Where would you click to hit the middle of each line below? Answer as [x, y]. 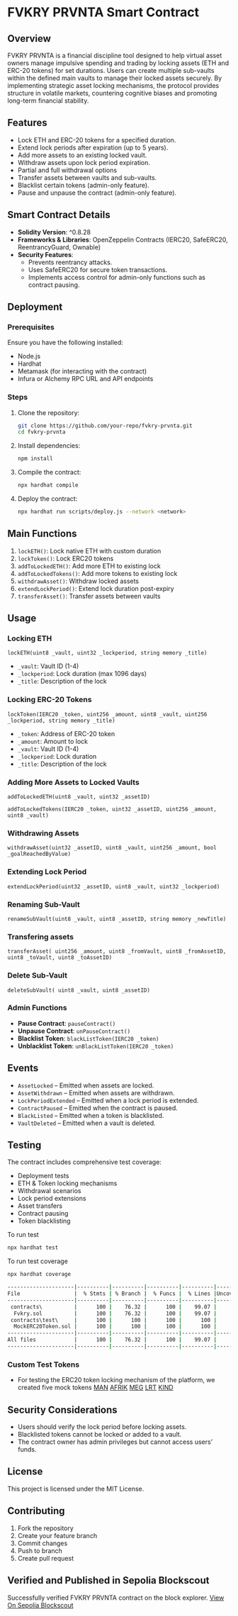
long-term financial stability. [48, 101]
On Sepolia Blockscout [40, 1605]
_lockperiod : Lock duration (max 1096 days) [82, 674]
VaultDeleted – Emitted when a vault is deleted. [86, 1123]
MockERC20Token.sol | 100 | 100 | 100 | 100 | [115, 1327]
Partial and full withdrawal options [67, 170]
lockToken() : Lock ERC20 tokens [66, 558]
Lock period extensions [52, 1199]
